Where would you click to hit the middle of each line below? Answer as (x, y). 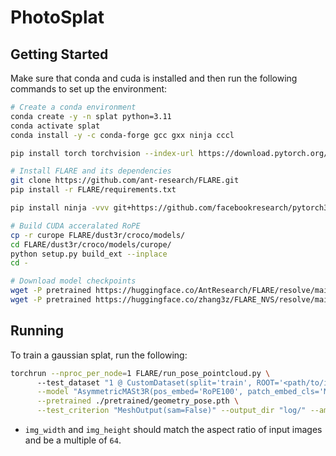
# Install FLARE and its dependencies (91, 171)
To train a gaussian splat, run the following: (99, 355)
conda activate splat (55, 126)
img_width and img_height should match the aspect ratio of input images (173, 430)
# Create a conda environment (73, 107)
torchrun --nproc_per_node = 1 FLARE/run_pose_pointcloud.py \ (140, 373)
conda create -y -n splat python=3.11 (91, 116)
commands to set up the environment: (89, 89)
